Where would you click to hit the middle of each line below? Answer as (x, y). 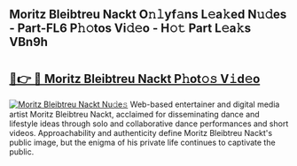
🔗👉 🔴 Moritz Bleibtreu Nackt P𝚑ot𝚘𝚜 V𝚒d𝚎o (135, 79)
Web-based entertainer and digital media (205, 104)
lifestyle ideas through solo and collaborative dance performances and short (149, 124)
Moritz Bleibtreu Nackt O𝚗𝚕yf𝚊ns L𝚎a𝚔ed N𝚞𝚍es (148, 15)
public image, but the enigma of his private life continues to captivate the (143, 142)
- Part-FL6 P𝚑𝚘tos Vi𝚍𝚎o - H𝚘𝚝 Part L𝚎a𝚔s (130, 29)
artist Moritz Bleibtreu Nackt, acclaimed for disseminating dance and (134, 114)
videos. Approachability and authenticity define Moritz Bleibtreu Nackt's (141, 133)
